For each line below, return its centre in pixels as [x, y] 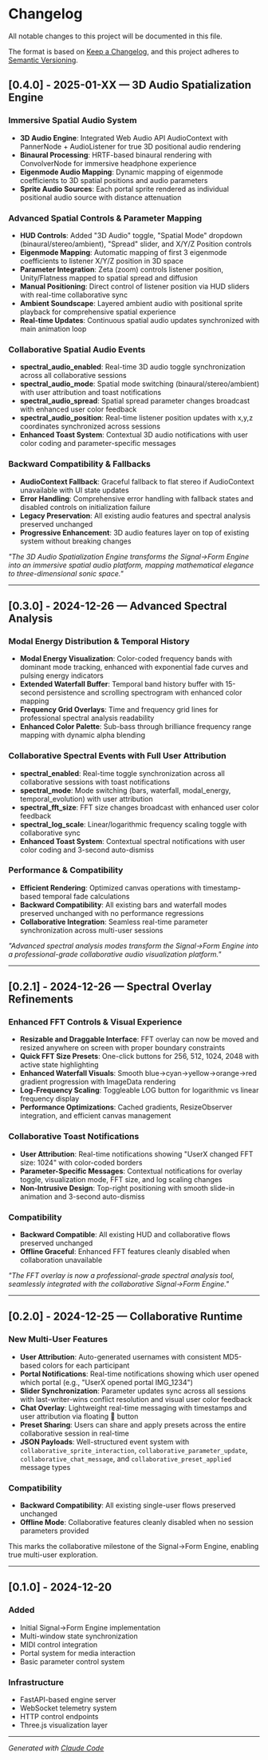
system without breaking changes [75, 541]
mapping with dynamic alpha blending [83, 735]
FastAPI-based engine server [68, 1700]
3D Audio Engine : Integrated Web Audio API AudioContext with [124, 137]
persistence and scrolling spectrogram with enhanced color [144, 693]
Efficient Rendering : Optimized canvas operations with [110, 887]
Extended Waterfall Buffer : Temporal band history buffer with [122, 684]
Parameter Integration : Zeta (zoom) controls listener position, [121, 269]
